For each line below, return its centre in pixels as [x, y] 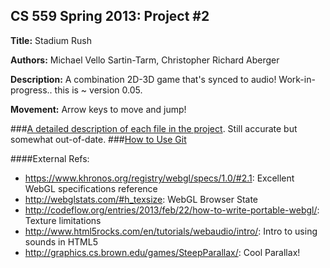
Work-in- [297, 79]
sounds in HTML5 [61, 241]
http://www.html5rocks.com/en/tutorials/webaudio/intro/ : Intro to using [171, 231]
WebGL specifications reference [91, 188]
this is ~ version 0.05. [98, 90]
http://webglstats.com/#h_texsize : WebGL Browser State [141, 199]
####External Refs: [50, 158]
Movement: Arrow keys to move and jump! [98, 109]
